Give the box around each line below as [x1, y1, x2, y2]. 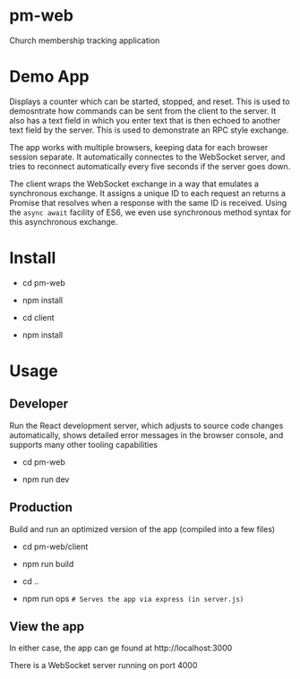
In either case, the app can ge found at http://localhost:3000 [9, 642, 233, 654]
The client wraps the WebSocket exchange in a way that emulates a [9, 178, 260, 189]
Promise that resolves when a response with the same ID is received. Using [9, 197, 287, 208]
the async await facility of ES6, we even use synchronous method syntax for [9, 207, 292, 218]
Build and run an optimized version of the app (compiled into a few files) [9, 523, 276, 534]
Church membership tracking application [9, 35, 160, 46]
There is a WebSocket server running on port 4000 [9, 660, 198, 671]
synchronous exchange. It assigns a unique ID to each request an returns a [9, 187, 287, 198]
